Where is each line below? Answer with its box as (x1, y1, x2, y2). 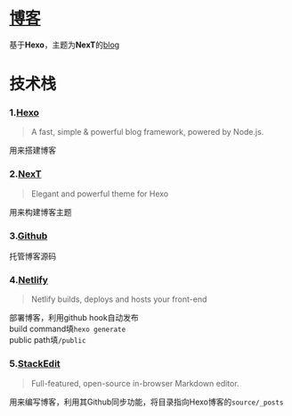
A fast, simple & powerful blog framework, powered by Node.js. (30, 127, 264, 137)
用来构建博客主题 (9, 206, 72, 217)
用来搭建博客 (9, 145, 56, 156)
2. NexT (9, 168, 42, 180)
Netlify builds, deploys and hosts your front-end (30, 294, 207, 304)
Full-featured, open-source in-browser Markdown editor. (30, 378, 239, 388)
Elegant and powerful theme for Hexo (30, 188, 169, 199)
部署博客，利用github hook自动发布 (9, 312, 140, 323)
